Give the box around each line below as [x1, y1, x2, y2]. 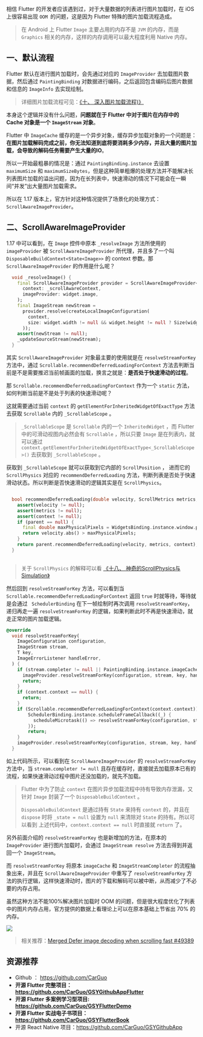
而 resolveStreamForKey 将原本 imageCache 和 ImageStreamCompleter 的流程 [6, 862, 190, 869]
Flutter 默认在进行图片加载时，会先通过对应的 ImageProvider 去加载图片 [6, 70, 184, 77]
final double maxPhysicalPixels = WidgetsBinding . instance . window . [22, 524, 196, 531]
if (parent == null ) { [17, 519, 74, 525]
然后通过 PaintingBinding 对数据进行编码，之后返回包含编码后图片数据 [16, 78, 193, 85]
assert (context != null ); [17, 513, 83, 519]
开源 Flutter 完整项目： [14, 981, 72, 988]
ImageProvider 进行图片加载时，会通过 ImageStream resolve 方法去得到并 [6, 841, 187, 848]
